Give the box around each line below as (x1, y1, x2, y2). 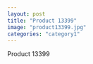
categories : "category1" (7, 30, 80, 38)
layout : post (7, 10, 46, 18)
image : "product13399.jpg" (7, 23, 87, 31)
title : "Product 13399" (7, 17, 77, 24)
